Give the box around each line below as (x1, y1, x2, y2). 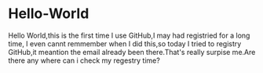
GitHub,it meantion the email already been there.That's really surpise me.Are (8, 47, 256, 57)
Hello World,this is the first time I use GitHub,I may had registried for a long (8, 31, 250, 40)
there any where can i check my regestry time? (8, 56, 161, 65)
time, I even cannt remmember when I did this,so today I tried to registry (8, 38, 242, 48)
